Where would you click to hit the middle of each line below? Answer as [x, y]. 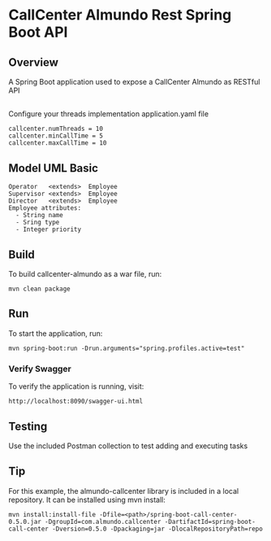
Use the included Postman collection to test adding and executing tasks [128, 446]
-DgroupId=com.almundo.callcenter [103, 521]
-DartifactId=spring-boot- [210, 521]
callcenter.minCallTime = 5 [56, 136]
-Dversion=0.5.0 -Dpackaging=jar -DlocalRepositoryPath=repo [157, 529]
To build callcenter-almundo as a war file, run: [85, 274]
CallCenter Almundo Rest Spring [120, 15]
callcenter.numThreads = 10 [56, 129]
